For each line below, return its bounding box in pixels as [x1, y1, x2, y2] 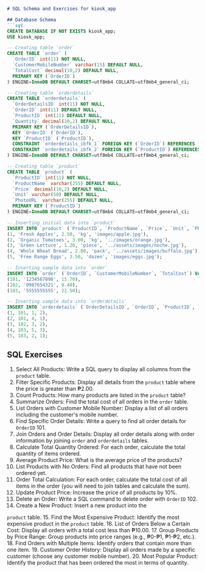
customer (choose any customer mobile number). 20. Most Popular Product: [7, 552, 198, 560]
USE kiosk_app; [7, 34, 46, 40]
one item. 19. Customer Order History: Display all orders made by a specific [7, 546, 195, 554]
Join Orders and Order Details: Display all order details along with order [15, 430, 195, 438]
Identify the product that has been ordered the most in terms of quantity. [7, 559, 189, 567]
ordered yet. [15, 469, 47, 477]
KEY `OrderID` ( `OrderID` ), [12, 129, 84, 136]
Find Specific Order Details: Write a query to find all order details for [15, 418, 187, 425]
